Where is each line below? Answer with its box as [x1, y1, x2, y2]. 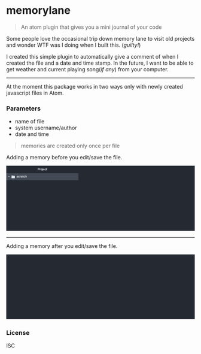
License [6, 328, 30, 337]
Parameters [6, 104, 41, 113]
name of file [14, 118, 45, 125]
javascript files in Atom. [6, 89, 64, 96]
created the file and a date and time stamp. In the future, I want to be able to [6, 59, 194, 66]
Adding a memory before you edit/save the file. [6, 154, 123, 161]
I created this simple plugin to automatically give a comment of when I [6, 53, 179, 60]
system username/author [14, 124, 77, 132]
